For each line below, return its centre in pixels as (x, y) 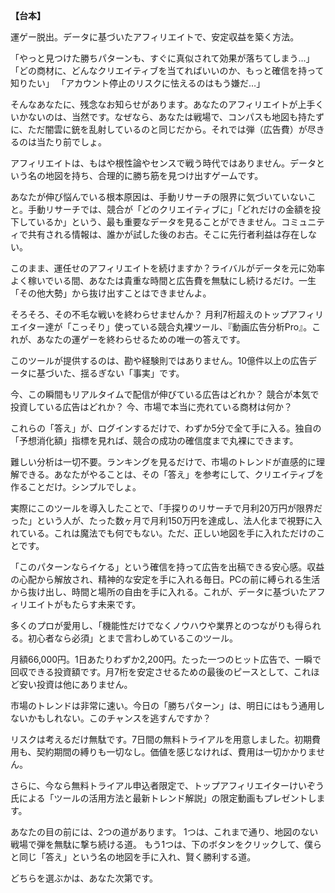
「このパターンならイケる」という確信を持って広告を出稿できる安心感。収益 (167, 567)
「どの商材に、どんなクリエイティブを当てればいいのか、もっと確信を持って (167, 70)
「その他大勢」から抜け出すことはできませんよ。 (111, 293)
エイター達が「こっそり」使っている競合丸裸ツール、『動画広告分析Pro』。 (161, 327)
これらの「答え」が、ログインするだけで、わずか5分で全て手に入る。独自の (166, 428)
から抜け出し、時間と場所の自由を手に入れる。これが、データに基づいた (159, 592)
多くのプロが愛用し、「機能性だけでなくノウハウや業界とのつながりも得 (157, 625)
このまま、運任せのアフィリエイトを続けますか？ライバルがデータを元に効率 (167, 268)
